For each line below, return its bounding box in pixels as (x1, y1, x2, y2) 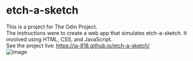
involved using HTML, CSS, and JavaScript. (6, 36, 112, 43)
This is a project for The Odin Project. (6, 23, 98, 30)
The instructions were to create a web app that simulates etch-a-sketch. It (6, 29, 187, 36)
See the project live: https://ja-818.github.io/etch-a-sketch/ (6, 42, 150, 49)
